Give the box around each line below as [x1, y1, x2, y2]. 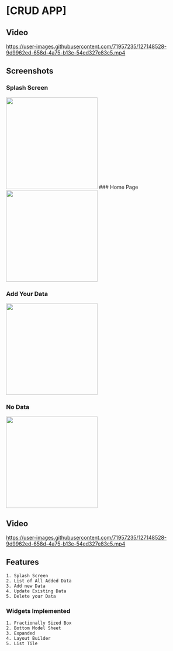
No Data [6, 403, 30, 411]
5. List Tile [6, 640, 38, 647]
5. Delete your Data [6, 593, 57, 599]
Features [6, 557, 39, 567]
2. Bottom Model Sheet [6, 625, 61, 631]
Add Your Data [6, 289, 49, 298]
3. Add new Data [6, 583, 46, 589]
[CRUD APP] [6, 4, 67, 18]
